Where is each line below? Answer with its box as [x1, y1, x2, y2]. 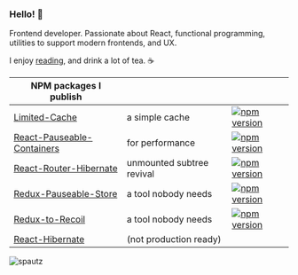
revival [127, 168, 155, 180]
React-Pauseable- [13, 131, 93, 144]
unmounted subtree [127, 157, 209, 169]
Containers [13, 142, 60, 154]
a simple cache [127, 111, 191, 123]
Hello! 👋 [9, 8, 44, 20]
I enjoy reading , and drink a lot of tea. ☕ [9, 55, 155, 66]
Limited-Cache [13, 111, 77, 123]
